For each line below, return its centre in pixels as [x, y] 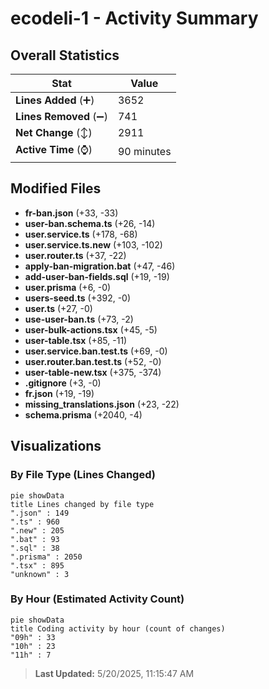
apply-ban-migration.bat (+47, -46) [100, 266]
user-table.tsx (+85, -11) [76, 340]
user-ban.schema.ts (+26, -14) [90, 223]
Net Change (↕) [54, 132]
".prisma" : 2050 [46, 557]
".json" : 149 [40, 513]
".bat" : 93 [35, 539]
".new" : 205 [37, 530]
